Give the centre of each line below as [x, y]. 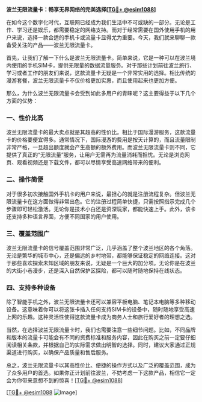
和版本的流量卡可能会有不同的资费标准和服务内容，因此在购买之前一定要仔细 [101, 337]
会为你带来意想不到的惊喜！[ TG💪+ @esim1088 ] [65, 380]
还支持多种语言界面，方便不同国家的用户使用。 [64, 216]
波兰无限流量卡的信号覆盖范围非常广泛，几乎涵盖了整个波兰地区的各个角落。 [101, 247]
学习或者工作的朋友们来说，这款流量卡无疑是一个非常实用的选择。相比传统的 [101, 73]
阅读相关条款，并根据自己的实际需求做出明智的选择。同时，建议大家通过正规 [101, 345]
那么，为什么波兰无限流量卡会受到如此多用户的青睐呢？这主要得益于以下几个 [101, 93]
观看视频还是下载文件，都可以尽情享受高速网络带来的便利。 [90, 162]
